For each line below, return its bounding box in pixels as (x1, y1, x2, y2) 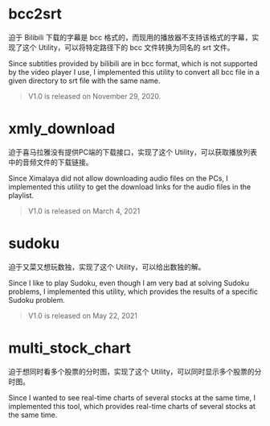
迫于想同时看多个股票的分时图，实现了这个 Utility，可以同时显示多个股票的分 (8, 366, 262, 376)
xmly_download (8, 120, 116, 138)
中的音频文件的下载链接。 (8, 157, 93, 167)
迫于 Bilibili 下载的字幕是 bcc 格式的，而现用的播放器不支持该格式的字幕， (8, 32, 252, 42)
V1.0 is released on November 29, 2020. (27, 91, 162, 101)
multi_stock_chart (8, 339, 131, 357)
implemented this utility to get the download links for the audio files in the (8, 182, 252, 192)
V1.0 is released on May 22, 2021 (27, 311, 138, 321)
